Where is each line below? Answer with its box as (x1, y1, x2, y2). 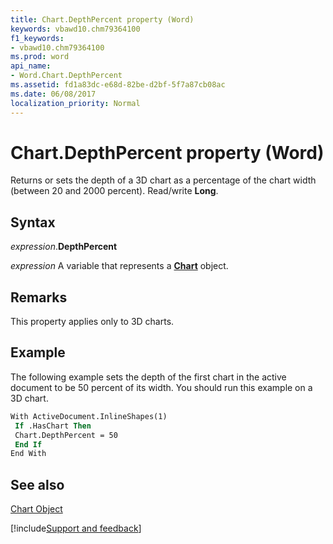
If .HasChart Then (14, 421, 92, 431)
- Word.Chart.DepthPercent (10, 71, 123, 81)
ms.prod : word (10, 52, 70, 62)
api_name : (10, 61, 52, 71)
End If (14, 439, 43, 450)
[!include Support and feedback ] (10, 522, 142, 535)
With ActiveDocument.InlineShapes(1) (10, 411, 168, 421)
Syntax (10, 214, 56, 231)
